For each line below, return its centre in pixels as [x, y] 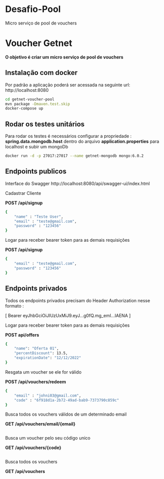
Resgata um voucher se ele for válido [43, 372]
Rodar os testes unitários [45, 124]
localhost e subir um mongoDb [37, 147]
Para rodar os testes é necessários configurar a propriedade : [69, 136]
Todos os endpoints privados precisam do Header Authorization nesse [78, 300]
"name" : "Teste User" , [39, 217]
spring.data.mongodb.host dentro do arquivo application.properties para [82, 141]
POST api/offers [22, 335]
